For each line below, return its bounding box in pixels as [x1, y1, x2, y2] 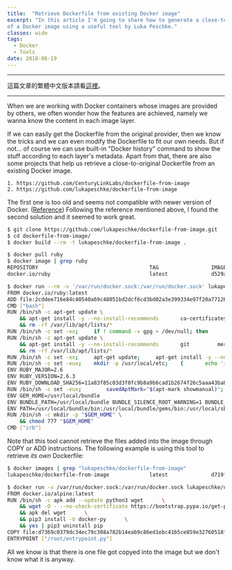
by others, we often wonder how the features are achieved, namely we [7, 108, 209, 117]
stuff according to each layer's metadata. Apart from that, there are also [7, 151, 212, 160]
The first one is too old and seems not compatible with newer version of [7, 198, 212, 206]
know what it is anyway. [7, 555, 75, 563]
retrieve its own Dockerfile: [7, 452, 84, 459]
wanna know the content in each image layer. [7, 116, 136, 124]
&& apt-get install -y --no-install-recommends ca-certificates [19, 315, 227, 322]
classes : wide [7, 29, 48, 37]
